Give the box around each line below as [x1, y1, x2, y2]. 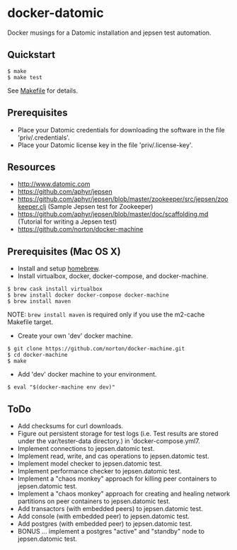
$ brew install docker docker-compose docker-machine [7, 292, 170, 299]
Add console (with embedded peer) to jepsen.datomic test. [17, 512, 190, 520]
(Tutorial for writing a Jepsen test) [17, 217, 117, 226]
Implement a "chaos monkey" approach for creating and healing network [17, 490, 231, 498]
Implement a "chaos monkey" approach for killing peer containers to [17, 474, 217, 483]
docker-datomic [7, 5, 104, 21]
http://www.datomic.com [17, 180, 91, 188]
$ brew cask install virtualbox [7, 285, 103, 293]
